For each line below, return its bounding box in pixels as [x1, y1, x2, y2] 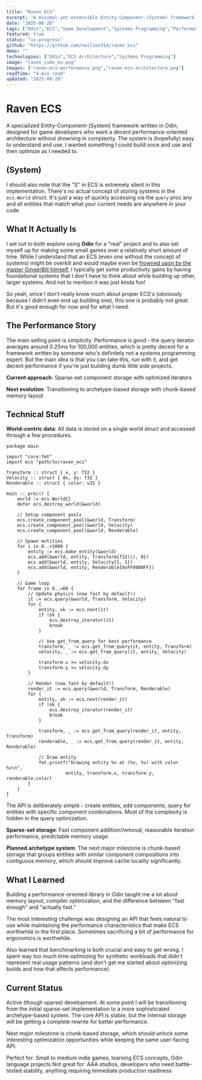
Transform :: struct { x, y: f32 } [6, 469, 96, 476]
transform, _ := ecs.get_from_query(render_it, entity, [38, 728, 182, 734]
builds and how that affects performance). [6, 965, 111, 973]
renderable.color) [6, 776, 52, 782]
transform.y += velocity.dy [38, 665, 109, 671]
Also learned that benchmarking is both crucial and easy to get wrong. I [6, 946, 183, 953]
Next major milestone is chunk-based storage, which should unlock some [6, 1029, 188, 1037]
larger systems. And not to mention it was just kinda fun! [6, 278, 146, 286]
